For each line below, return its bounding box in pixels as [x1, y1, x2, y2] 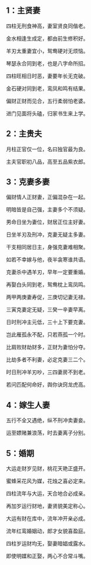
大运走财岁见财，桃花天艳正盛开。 [6, 465, 89, 472]
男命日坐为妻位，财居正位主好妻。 [6, 218, 89, 225]
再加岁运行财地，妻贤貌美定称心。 [6, 503, 89, 510]
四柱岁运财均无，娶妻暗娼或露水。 [6, 540, 89, 547]
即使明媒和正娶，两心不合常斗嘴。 [6, 553, 89, 560]
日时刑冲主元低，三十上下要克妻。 [6, 318, 89, 325]
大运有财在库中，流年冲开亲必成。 [6, 515, 89, 522]
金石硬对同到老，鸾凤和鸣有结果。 [6, 85, 89, 92]
